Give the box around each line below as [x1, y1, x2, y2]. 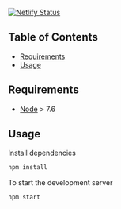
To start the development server [8, 178, 113, 188]
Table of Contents [8, 30, 99, 44]
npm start [8, 193, 41, 202]
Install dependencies [8, 148, 77, 158]
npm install [8, 164, 47, 172]
